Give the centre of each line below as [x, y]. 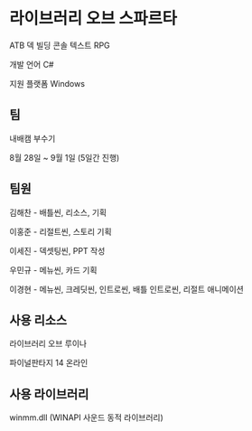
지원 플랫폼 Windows [47, 83]
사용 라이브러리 [49, 394]
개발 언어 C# [32, 64]
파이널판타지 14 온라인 [49, 363]
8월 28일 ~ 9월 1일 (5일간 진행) [65, 157]
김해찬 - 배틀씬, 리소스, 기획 [58, 212]
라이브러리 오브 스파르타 [93, 19]
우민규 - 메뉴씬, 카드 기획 [53, 270]
